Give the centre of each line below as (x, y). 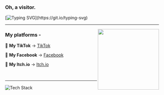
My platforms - (23, 35)
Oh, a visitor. (20, 7)
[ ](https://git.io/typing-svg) (46, 18)
